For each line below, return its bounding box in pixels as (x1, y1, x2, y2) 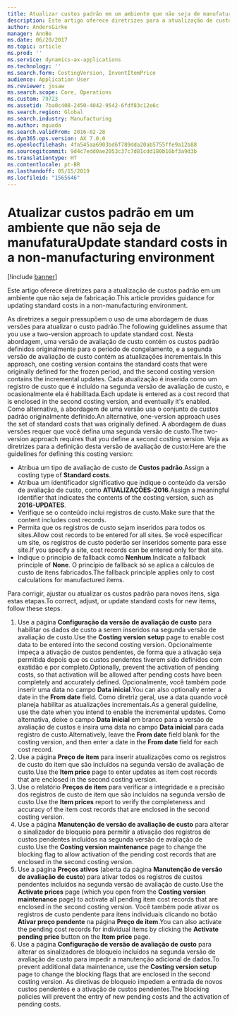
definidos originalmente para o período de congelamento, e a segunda (7, 345, 212, 353)
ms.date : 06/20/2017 (7, 37, 68, 44)
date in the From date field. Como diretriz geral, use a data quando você (17, 693, 228, 701)
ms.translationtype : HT (7, 154, 78, 162)
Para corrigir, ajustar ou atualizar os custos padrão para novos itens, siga (7, 589, 220, 598)
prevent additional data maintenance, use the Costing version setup (17, 963, 217, 971)
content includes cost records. (17, 516, 107, 524)
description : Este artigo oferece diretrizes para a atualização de (7, 17, 213, 24)
